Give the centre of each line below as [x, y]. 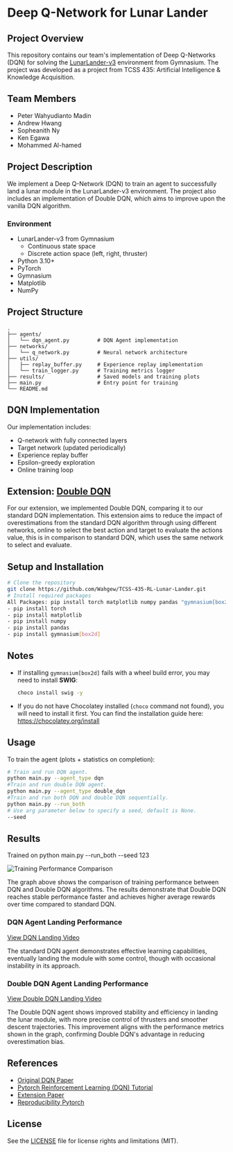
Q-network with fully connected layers [72, 440]
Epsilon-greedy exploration [56, 462]
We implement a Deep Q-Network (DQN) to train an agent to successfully [112, 183]
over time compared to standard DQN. [62, 904]
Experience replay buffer [53, 455]
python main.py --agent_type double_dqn [67, 791]
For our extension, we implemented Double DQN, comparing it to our [105, 508]
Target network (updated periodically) [71, 447]
